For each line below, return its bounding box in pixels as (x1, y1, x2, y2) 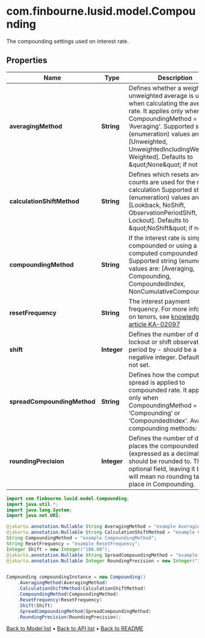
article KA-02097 (128, 320, 181, 328)
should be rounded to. (128, 457, 192, 466)
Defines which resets (128, 170, 189, 179)
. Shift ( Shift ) (17, 603, 53, 609)
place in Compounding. (128, 480, 195, 488)
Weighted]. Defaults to (128, 152, 193, 161)
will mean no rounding (128, 472, 192, 481)
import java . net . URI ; (6, 513, 62, 519)
